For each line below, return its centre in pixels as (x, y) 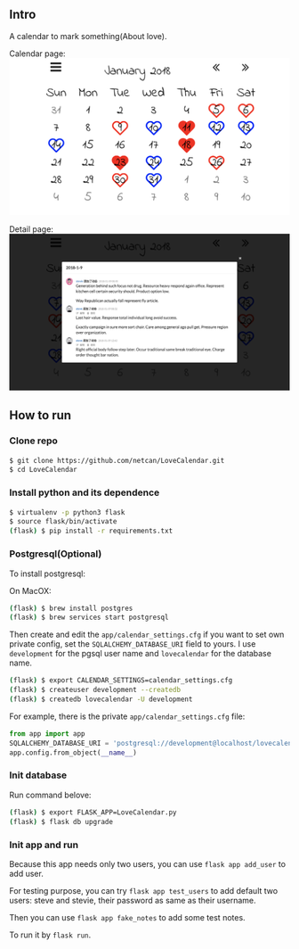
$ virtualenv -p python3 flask (67, 512)
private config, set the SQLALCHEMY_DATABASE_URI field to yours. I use (133, 644)
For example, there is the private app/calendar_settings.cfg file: (127, 716)
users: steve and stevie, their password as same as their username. (133, 900)
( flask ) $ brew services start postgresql (89, 618)
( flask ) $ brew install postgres (71, 608)
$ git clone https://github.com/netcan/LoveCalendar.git (117, 460)
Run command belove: (50, 795)
